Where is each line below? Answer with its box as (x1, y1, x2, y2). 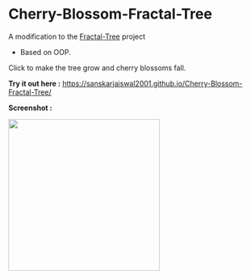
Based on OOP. (19, 47, 71, 57)
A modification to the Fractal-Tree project (8, 32, 146, 41)
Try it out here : (8, 78, 61, 88)
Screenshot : (8, 103, 52, 112)
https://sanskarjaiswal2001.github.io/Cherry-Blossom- (61, 78, 243, 88)
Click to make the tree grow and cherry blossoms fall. (8, 62, 186, 73)
